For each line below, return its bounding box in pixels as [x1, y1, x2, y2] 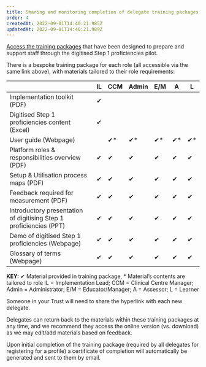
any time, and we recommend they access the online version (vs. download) [6, 323, 199, 330]
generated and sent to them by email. [6, 354, 101, 361]
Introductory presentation [9, 206, 83, 215]
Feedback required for [9, 188, 74, 197]
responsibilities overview [9, 153, 81, 162]
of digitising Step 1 [9, 214, 64, 223]
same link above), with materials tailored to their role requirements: [6, 68, 175, 75]
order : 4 [6, 15, 29, 21]
